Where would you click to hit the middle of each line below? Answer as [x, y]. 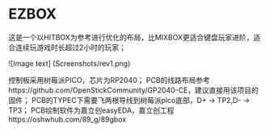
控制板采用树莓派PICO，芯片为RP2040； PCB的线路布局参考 [109, 80]
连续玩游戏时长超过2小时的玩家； [71, 47]
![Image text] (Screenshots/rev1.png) [69, 63]
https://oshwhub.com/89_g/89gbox [67, 119]
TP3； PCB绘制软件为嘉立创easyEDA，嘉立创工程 [92, 110]
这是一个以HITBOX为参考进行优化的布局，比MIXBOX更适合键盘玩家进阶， [131, 37]
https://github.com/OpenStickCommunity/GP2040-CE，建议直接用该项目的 [134, 90]
